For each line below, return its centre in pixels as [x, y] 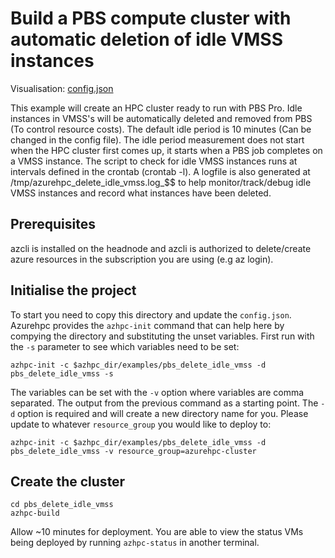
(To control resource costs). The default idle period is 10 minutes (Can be [161, 129]
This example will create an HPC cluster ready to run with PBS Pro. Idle [156, 108]
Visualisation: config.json [62, 88]
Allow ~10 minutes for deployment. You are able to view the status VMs [157, 532]
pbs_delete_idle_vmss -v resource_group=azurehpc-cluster [133, 451]
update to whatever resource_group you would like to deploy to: [141, 424]
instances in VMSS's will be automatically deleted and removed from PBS [161, 118]
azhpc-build [35, 513]
